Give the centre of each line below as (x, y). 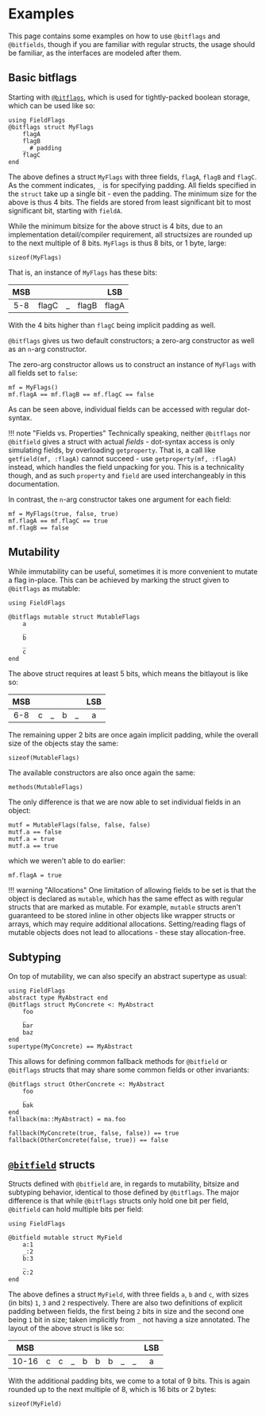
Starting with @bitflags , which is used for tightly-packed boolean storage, (129, 97)
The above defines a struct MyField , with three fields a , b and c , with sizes (129, 1294)
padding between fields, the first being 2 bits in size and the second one (126, 1312)
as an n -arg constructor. (48, 349)
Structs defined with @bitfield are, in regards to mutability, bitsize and (124, 1184)
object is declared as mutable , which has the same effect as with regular (126, 898)
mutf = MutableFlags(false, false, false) (79, 825)
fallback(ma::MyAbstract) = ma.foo (67, 1120)
